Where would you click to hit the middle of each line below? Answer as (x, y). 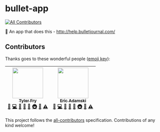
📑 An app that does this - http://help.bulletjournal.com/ (60, 31)
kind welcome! (20, 125)
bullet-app (27, 9)
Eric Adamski (73, 100)
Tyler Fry (28, 100)
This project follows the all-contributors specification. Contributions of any (80, 120)
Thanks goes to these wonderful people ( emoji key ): (58, 59)
